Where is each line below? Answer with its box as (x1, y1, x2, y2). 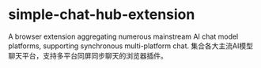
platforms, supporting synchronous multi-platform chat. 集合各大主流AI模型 (8, 41, 253, 51)
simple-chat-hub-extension (8, 6, 195, 24)
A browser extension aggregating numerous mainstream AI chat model (8, 32, 239, 41)
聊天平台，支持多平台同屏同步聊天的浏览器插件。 (8, 51, 168, 60)
